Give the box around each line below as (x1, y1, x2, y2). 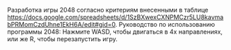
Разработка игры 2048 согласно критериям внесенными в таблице (7, 6, 209, 14)
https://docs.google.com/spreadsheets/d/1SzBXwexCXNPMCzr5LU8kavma (7, 13, 224, 21)
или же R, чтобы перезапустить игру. (7, 35, 118, 43)
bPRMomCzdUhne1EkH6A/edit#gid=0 (7, 21, 116, 28)
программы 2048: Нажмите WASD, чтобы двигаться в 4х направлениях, (7, 27, 223, 36)
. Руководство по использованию (115, 21, 216, 28)
